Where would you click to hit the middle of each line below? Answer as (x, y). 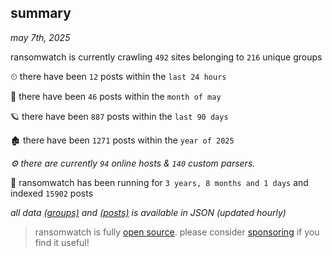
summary (41, 13)
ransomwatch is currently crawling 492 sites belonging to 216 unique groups (166, 57)
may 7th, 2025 (40, 37)
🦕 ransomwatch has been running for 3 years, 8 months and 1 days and (159, 182)
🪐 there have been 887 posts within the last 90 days (119, 116)
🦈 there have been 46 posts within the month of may (116, 96)
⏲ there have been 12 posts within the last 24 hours (118, 76)
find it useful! (62, 242)
